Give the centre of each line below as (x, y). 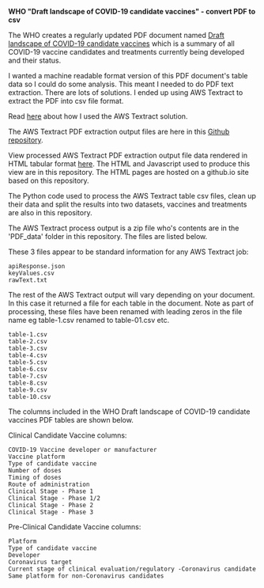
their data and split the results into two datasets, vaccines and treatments (128, 204)
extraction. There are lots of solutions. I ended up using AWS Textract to (126, 93)
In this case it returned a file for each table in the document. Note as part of (131, 303)
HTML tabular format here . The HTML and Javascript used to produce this (129, 164)
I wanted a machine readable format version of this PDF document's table (128, 76)
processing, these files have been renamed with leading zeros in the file (125, 311)
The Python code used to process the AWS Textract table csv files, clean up (132, 196)
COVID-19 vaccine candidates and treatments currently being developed (126, 52)
